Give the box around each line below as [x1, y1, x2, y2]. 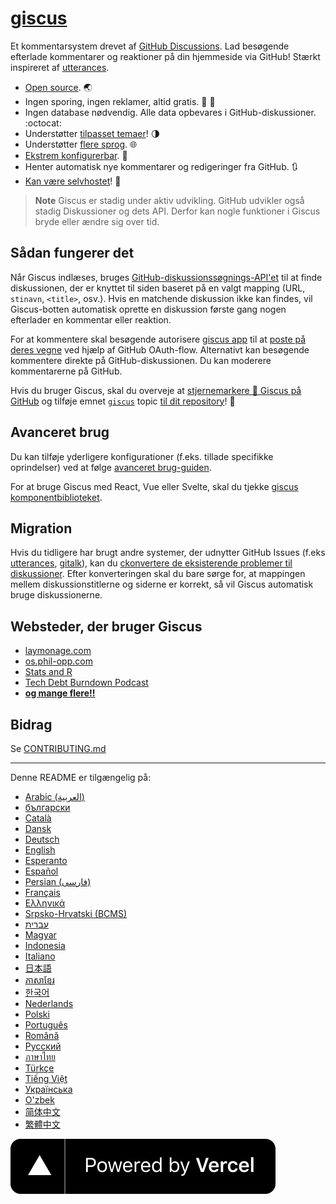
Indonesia [24, 940, 66, 951]
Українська [24, 1083, 73, 1095]
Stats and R [24, 666, 73, 678]
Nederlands [24, 998, 74, 1009]
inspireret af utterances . [10, 61, 110, 73]
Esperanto [24, 855, 68, 866]
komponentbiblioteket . [10, 491, 103, 503]
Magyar [24, 929, 57, 941]
